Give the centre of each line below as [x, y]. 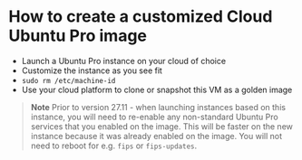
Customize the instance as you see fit [92, 71]
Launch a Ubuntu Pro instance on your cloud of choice [124, 61]
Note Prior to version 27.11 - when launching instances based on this [158, 107]
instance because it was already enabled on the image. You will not [156, 136]
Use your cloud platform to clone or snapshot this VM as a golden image [157, 89]
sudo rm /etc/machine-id [68, 80]
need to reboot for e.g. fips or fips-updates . [114, 146]
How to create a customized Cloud [141, 17]
